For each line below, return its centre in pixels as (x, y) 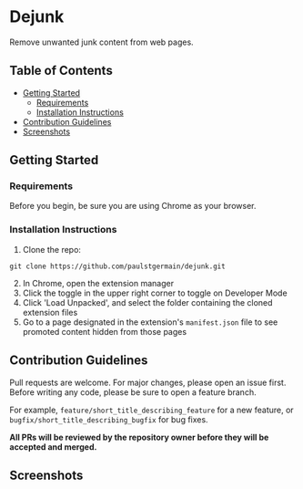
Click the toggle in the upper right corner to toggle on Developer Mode (155, 293)
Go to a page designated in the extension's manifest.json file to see (150, 322)
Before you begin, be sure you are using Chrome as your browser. (133, 206)
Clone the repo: (52, 249)
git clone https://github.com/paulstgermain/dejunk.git (117, 266)
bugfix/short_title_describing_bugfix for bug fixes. (109, 419)
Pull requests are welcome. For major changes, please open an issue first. (148, 382)
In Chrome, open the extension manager (98, 283)
